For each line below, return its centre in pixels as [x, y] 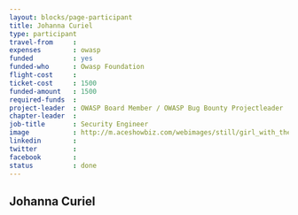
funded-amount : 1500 [53, 91]
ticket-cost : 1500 [53, 83]
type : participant [43, 34]
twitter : [43, 149]
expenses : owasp [55, 50]
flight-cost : [43, 75]
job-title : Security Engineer [79, 125]
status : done [53, 165]
